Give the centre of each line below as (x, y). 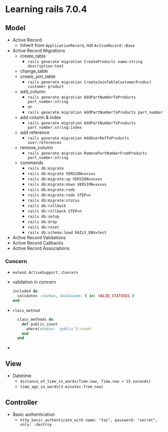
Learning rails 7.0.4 (46, 9)
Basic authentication (34, 414)
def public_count (40, 324)
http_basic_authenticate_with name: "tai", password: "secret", (89, 420)
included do (25, 291)
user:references (45, 142)
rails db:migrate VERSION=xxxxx (61, 174)
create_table (33, 56)
